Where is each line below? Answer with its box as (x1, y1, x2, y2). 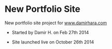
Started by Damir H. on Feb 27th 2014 (11, 29, 89, 35)
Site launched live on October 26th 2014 (11, 39, 95, 45)
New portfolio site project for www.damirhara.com (4, 20, 107, 26)
